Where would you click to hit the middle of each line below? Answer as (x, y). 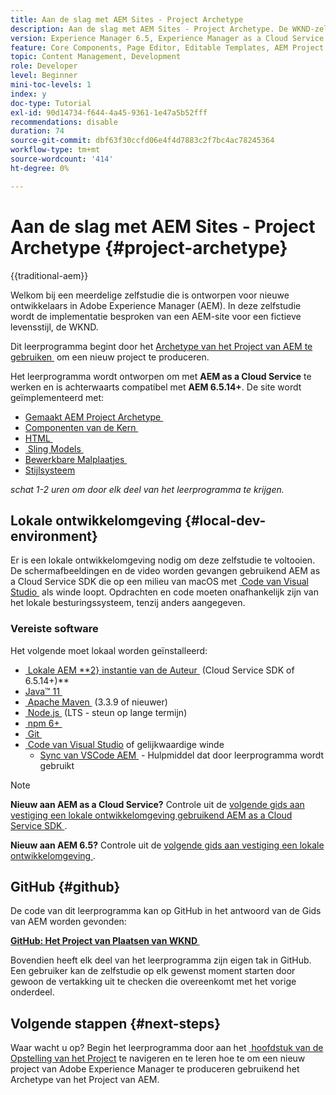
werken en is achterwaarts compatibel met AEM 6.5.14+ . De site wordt (156, 387)
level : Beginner (44, 76)
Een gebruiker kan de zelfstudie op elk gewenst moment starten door (153, 971)
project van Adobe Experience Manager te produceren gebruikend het (155, 1069)
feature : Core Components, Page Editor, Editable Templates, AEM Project (167, 47)
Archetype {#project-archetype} (149, 247)
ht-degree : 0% (40, 168)
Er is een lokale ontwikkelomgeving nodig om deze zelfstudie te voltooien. (163, 560)
